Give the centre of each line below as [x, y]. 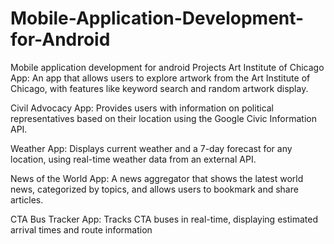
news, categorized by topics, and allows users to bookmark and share [154, 189]
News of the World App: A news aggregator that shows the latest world [157, 178]
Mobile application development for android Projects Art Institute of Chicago [167, 67]
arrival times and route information [81, 229]
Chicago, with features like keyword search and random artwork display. [159, 88]
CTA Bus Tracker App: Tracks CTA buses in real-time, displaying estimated [164, 219]
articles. [27, 199]
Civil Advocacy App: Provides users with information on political [142, 108]
